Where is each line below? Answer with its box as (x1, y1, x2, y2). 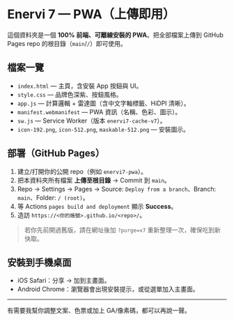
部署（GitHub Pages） (7, 148, 105, 159)
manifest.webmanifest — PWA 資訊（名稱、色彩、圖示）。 (17, 107, 182, 116)
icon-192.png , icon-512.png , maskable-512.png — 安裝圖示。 (17, 125, 189, 133)
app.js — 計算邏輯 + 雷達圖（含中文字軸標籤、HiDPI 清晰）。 (17, 99, 190, 107)
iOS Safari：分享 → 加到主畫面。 (17, 276, 111, 285)
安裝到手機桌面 (7, 256, 72, 268)
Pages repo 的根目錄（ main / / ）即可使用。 (7, 39, 127, 47)
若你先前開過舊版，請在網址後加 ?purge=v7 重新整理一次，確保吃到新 (24, 226, 221, 234)
